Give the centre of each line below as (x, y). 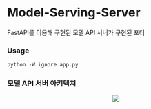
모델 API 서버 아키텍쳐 (42, 84)
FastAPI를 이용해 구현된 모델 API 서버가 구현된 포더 (76, 32)
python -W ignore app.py (43, 65)
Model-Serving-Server (74, 13)
